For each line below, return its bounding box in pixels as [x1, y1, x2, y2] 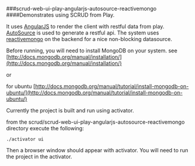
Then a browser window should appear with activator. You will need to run [6, 147, 188, 154]
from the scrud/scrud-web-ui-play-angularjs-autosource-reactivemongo [6, 118, 185, 126]
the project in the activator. [6, 153, 73, 160]
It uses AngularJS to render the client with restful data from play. [6, 23, 165, 30]
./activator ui [6, 136, 44, 142]
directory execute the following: [6, 125, 85, 131]
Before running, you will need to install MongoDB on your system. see [6, 47, 178, 54]
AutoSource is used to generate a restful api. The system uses [6, 29, 159, 36]
